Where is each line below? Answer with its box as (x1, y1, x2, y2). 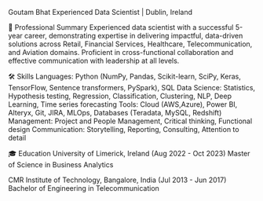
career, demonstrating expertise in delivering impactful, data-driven (24, 31, 243, 40)
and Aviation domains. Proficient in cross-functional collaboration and (8, 48, 234, 57)
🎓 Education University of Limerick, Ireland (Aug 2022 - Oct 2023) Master (8, 149, 250, 158)
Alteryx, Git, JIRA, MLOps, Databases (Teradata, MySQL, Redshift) (8, 108, 222, 117)
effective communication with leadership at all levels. (8, 56, 180, 65)
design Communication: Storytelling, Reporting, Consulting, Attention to (8, 125, 239, 133)
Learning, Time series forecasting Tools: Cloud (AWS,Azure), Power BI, (8, 100, 238, 109)
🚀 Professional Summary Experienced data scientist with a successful (8, 23, 234, 31)
